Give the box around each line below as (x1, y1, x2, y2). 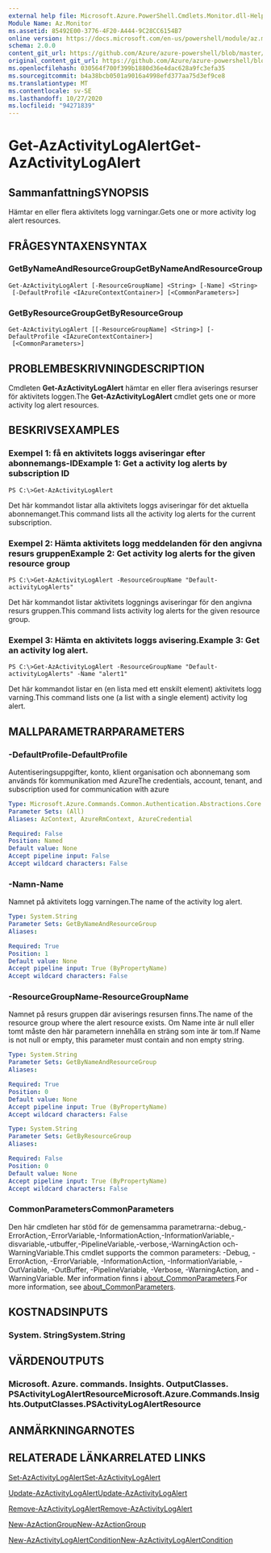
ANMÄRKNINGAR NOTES (8, 1423, 135, 1437)
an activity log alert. (8, 645, 89, 656)
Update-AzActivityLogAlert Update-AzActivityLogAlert (8, 1488, 188, 1497)
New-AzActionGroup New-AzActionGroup (8, 1519, 147, 1529)
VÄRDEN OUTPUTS (8, 1355, 105, 1368)
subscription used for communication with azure (8, 784, 169, 794)
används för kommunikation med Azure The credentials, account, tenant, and (8, 775, 263, 785)
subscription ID (8, 468, 70, 479)
